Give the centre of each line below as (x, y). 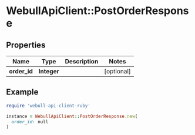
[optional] (117, 71)
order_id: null (30, 122)
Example (22, 92)
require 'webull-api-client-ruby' (48, 106)
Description (82, 61)
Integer (49, 71)
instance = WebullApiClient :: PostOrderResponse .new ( (72, 116)
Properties (26, 45)
